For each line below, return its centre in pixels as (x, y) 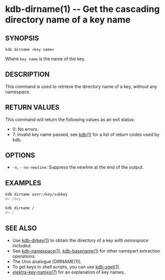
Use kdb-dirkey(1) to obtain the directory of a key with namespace (81, 240)
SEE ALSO (21, 228)
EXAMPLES (23, 183)
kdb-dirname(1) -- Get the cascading (82, 9)
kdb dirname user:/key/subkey (37, 195)
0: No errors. (25, 129)
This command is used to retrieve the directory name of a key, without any (81, 86)
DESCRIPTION (27, 74)
